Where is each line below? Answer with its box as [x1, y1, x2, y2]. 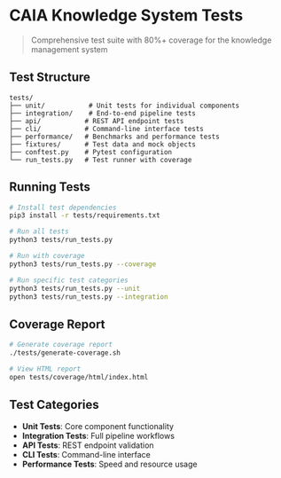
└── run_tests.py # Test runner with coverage [9, 155, 192, 164]
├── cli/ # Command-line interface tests [9, 124, 204, 133]
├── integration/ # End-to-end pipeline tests [9, 108, 197, 118]
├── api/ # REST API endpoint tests [9, 116, 184, 125]
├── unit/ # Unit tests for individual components [9, 101, 240, 110]
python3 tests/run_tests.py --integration [9, 292, 168, 302]
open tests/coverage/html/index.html [9, 372, 149, 381]
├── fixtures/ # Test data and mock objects [9, 139, 197, 149]
